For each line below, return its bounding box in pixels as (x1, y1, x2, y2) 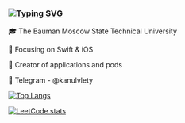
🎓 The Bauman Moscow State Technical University (8, 26, 177, 36)
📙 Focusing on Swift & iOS (8, 44, 94, 55)
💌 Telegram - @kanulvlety (8, 75, 94, 85)
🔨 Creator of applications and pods (8, 60, 123, 70)
